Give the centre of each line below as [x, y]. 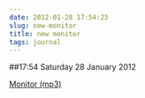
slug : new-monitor [43, 26]
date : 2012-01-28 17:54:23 [59, 17]
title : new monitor [45, 34]
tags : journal [35, 42]
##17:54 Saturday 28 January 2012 [73, 67]
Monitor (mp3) [35, 84]
